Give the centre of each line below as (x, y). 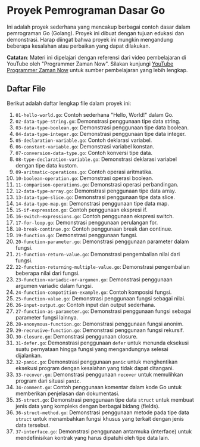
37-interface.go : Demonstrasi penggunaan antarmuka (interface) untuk (104, 431)
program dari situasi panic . (48, 381)
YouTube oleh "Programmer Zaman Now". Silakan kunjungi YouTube (90, 64)
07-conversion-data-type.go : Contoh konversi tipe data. (84, 153)
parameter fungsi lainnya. (47, 317)
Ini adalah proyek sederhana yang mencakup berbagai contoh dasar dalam (99, 27)
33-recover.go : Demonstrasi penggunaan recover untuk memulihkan (99, 374)
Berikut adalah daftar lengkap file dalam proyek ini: (69, 103)
